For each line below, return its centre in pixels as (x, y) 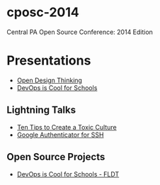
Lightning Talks (41, 110)
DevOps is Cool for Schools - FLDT (68, 174)
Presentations (49, 61)
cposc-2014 (43, 12)
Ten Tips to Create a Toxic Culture (67, 127)
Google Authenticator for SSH (60, 135)
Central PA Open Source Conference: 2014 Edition (80, 32)
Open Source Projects (56, 157)
